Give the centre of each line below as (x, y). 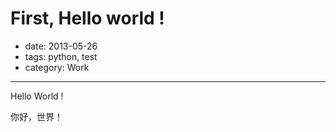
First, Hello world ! (87, 18)
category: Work (57, 67)
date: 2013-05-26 (61, 46)
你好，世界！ (36, 116)
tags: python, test (61, 56)
